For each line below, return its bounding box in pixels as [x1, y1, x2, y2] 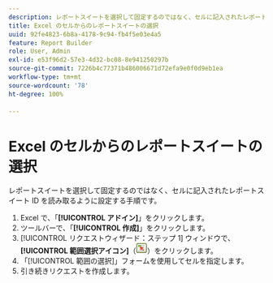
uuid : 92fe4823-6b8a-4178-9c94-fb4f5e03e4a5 [8, 30, 162, 38]
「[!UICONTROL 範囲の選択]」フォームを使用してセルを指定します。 [19, 256, 249, 266]
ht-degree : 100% [8, 90, 63, 98]
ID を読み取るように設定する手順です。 [31, 195, 162, 206]
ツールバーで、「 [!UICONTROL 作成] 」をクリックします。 [19, 223, 210, 233]
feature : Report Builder [8, 39, 93, 47]
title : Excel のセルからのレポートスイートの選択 [8, 21, 159, 30]
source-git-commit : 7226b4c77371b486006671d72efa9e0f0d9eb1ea [8, 65, 223, 73]
